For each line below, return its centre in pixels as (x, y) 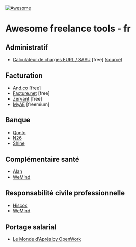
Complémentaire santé (42, 159)
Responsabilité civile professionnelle (65, 193)
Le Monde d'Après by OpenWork (47, 239)
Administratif (27, 47)
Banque (18, 120)
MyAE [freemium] (31, 104)
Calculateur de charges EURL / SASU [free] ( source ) (67, 59)
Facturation (24, 76)
